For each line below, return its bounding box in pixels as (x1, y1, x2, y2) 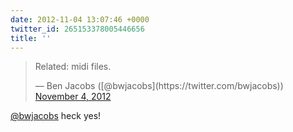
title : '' (10, 33, 52, 43)
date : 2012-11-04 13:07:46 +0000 (10, 14, 150, 25)
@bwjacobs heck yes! (10, 110, 102, 122)
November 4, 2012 (34, 91, 112, 103)
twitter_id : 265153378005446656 (10, 24, 145, 34)
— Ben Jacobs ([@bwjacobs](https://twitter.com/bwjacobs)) (34, 80, 284, 92)
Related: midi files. (34, 61, 112, 73)
